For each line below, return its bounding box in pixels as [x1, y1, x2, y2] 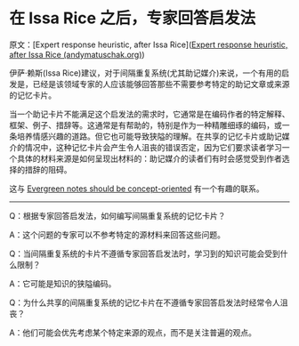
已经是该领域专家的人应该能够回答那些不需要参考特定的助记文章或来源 [32, 78, 290, 89]
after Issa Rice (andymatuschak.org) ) [9, 49, 145, 60]
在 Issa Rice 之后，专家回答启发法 [9, 8, 256, 28]
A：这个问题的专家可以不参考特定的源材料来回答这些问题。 [9, 229, 225, 240]
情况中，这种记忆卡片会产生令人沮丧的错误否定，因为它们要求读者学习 [24, 141, 282, 152]
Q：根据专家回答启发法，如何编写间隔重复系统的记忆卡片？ [9, 210, 226, 221]
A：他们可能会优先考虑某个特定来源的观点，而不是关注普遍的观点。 [9, 326, 256, 338]
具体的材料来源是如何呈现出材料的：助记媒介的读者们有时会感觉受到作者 [16, 153, 282, 164]
